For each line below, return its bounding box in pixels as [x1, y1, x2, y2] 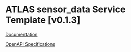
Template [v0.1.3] [5, 14, 81, 26]
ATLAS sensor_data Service [5, 4, 126, 15]
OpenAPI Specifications [5, 41, 55, 47]
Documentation [5, 31, 38, 37]
